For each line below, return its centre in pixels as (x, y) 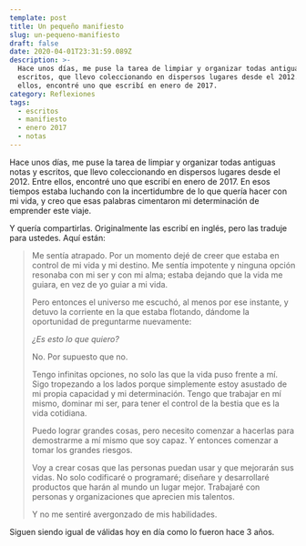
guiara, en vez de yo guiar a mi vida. (100, 284)
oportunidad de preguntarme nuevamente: (112, 321)
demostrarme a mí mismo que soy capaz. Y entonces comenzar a (155, 440)
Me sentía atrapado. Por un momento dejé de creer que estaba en (155, 255)
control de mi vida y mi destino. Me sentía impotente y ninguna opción (163, 265)
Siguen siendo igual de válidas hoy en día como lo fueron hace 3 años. (142, 531)
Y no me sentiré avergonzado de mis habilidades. (124, 514)
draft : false (34, 43)
